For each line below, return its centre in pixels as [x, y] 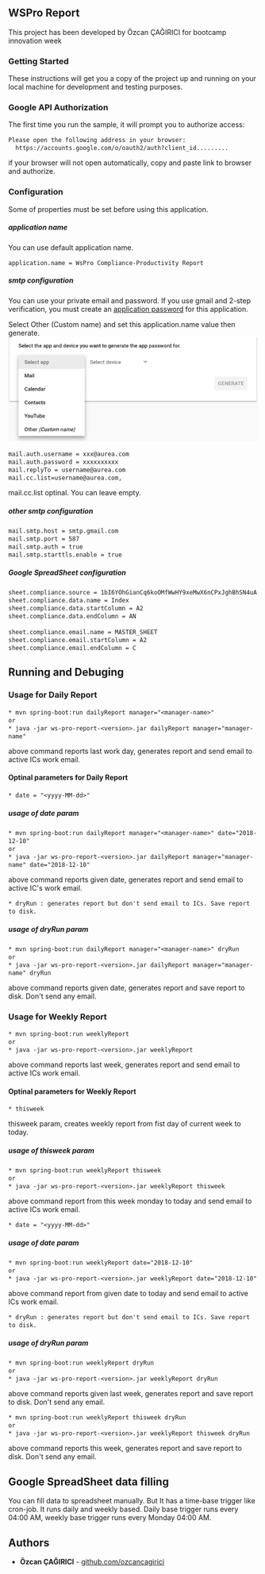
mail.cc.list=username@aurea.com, [65, 478]
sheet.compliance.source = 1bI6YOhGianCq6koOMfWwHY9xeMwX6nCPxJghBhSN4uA [133, 593]
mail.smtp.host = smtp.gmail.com [63, 531]
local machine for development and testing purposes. [96, 87]
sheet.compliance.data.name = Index [69, 601]
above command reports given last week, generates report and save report [131, 1394]
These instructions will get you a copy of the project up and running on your [132, 79]
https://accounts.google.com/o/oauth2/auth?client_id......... [122, 148]
